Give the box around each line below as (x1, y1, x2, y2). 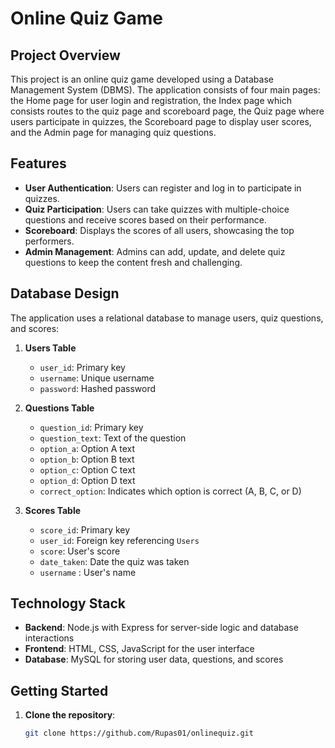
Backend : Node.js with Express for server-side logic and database (24, 622, 299, 634)
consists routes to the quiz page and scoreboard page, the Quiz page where (10, 105, 325, 117)
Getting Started (10, 682, 109, 699)
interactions (24, 632, 75, 644)
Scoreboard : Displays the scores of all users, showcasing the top (24, 224, 295, 236)
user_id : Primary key (39, 361, 126, 373)
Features (10, 155, 67, 172)
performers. (24, 235, 75, 247)
